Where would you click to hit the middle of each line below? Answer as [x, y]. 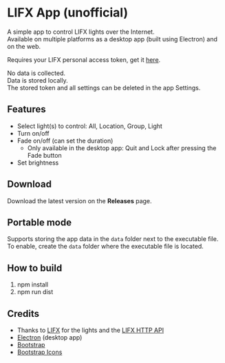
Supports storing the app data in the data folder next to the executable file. [113, 239]
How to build [35, 268]
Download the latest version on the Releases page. [80, 200]
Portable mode [40, 222]
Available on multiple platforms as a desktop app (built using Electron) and [112, 39]
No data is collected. [36, 73]
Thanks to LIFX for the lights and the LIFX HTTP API [90, 330]
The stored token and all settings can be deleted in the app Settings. [104, 87]
